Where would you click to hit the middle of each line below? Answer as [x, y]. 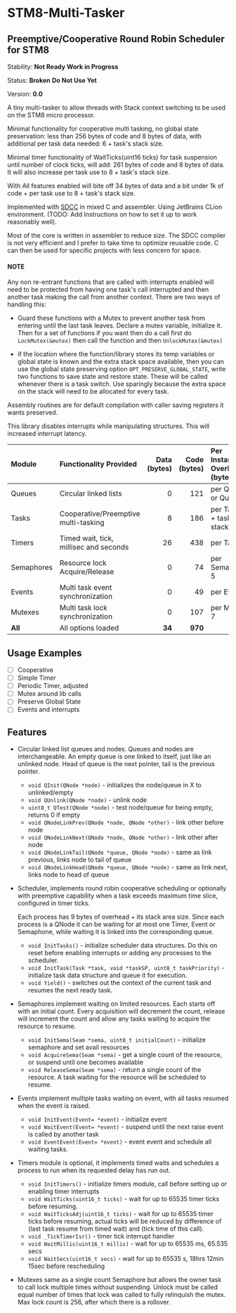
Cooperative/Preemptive [100, 514]
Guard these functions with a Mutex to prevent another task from [111, 318]
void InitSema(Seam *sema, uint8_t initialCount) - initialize [117, 1040]
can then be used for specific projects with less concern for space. [104, 250]
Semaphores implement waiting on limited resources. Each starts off [116, 1004]
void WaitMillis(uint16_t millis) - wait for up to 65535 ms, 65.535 [128, 1244]
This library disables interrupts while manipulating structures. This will [108, 426]
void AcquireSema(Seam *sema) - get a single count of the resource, [125, 1055]
